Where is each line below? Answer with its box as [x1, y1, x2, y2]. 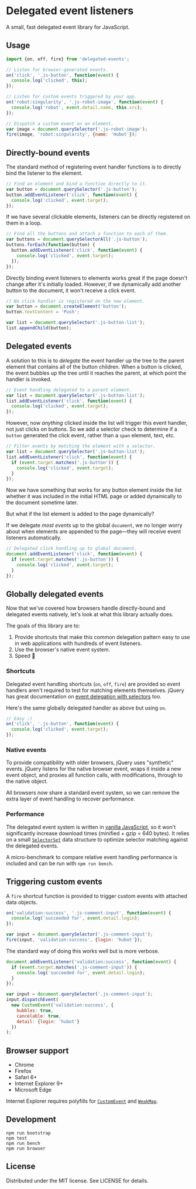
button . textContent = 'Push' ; [6, 309, 80, 315]
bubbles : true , [16, 1008, 54, 1014]
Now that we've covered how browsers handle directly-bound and [6, 604, 166, 612]
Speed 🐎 [14, 653, 36, 660]
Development [6, 1114, 57, 1124]
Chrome [14, 1061, 35, 1069]
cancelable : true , [16, 1013, 61, 1019]
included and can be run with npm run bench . [6, 860, 114, 867]
